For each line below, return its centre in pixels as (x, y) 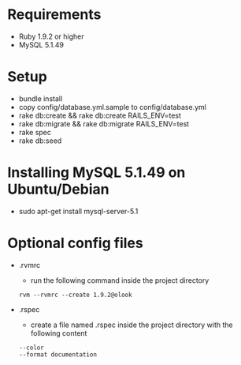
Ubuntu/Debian (58, 189)
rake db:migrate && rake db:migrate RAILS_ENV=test (104, 123)
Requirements (54, 15)
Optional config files (75, 243)
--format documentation (58, 354)
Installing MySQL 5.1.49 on (96, 173)
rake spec (35, 132)
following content (59, 333)
